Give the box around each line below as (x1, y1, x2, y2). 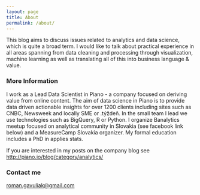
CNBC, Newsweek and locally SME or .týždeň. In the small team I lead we (6, 109, 187, 117)
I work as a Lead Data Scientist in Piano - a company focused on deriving (6, 91, 187, 98)
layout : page (6, 8, 39, 15)
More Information (6, 77, 58, 85)
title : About (6, 14, 39, 20)
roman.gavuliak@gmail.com (6, 181, 75, 189)
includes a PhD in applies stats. (6, 135, 84, 142)
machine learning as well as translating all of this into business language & (6, 55, 190, 63)
